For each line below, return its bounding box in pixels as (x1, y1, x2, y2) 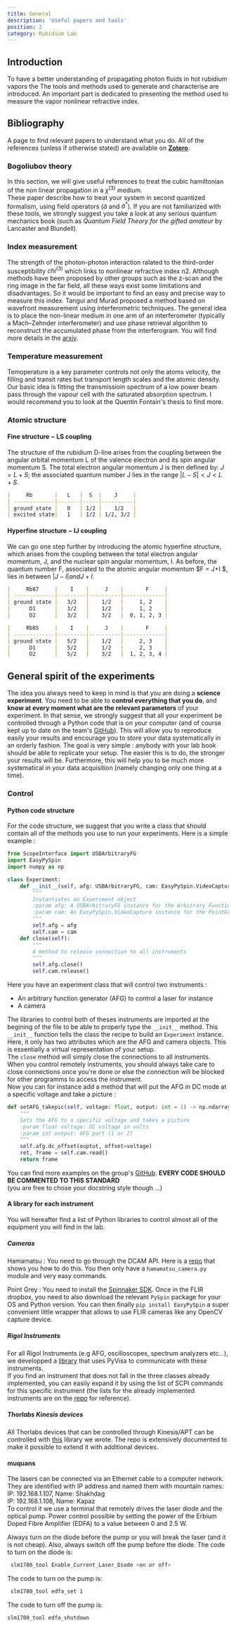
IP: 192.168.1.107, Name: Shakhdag (7, 1489, 105, 1498)
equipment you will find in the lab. (7, 1223, 105, 1232)
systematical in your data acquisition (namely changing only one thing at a (7, 764, 223, 772)
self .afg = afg (32, 922, 77, 929)
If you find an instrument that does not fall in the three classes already (7, 1372, 210, 1380)
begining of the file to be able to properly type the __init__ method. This (7, 1023, 218, 1031)
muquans (7, 1458, 36, 1468)
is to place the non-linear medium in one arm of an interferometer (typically (7, 311, 225, 320)
